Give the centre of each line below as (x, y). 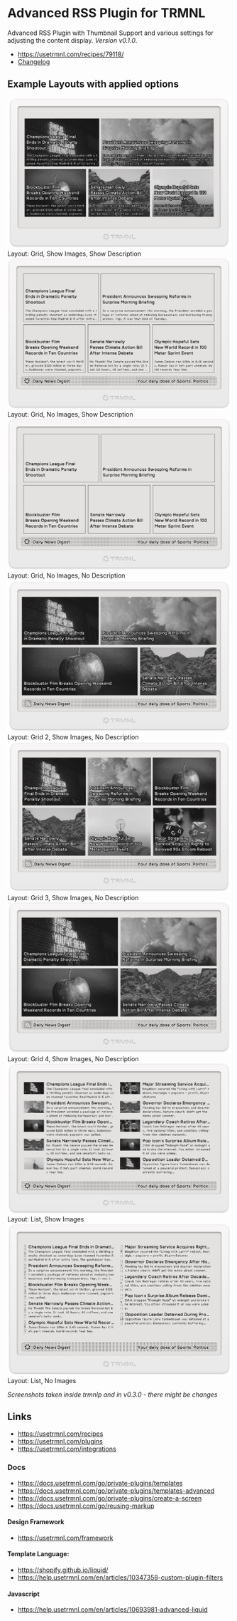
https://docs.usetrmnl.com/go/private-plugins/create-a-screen (110, 1498)
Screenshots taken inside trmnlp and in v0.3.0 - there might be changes (112, 1395)
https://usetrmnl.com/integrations (67, 1449)
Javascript (24, 1594)
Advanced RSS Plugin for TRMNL (106, 13)
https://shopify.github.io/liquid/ (63, 1570)
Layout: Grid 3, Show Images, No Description (73, 898)
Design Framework (36, 1522)
